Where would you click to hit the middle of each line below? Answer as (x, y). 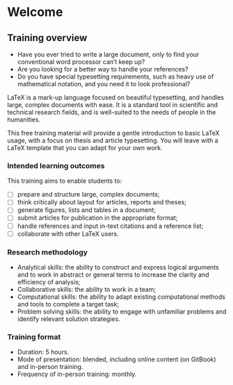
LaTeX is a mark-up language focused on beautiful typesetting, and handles (116, 97)
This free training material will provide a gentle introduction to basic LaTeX (114, 133)
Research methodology (48, 252)
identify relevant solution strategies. (69, 319)
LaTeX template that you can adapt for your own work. (85, 148)
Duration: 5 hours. (43, 352)
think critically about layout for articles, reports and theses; (102, 202)
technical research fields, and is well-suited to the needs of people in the (112, 112)
